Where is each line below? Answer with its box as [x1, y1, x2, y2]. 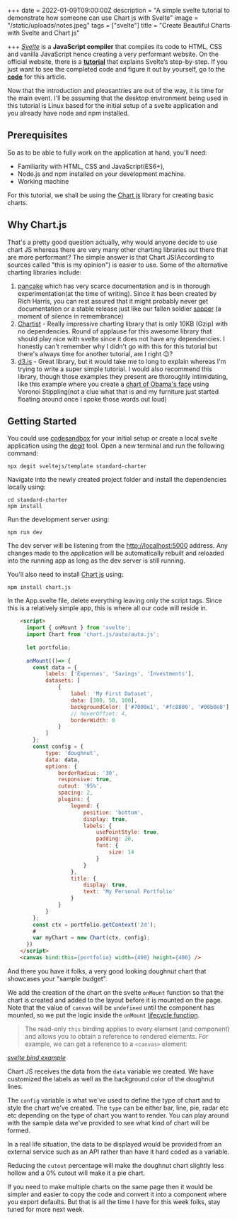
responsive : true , [57, 776, 112, 783]
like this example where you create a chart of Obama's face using [17, 380, 209, 388]
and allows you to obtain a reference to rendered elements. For [24, 1032, 209, 1040]
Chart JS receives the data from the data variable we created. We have [7, 1067, 214, 1076]
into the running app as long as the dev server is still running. [7, 556, 185, 565]
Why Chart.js [7, 219, 67, 231]
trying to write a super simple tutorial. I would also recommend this [17, 365, 212, 373]
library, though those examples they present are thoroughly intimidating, [17, 372, 229, 380]
